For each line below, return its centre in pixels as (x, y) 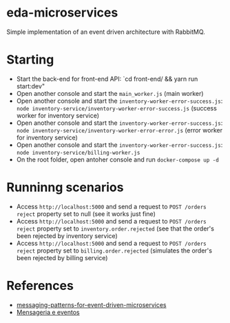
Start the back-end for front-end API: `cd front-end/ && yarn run (107, 79)
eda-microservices (62, 13)
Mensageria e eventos (48, 312)
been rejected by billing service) (62, 257)
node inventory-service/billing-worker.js (78, 153)
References (40, 286)
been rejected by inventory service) (67, 235)
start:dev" (31, 86)
